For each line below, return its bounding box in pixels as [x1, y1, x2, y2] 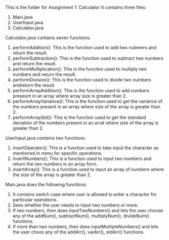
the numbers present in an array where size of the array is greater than [12, 104, 161, 109]
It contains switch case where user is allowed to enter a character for [12, 191, 157, 197]
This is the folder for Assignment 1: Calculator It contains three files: [5, 5, 147, 10]
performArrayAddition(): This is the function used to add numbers [12, 88, 150, 93]
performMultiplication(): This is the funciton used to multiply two [12, 66, 147, 72]
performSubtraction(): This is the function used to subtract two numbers [12, 55, 163, 61]
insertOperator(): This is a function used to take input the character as [12, 145, 159, 151]
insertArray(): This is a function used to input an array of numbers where [12, 167, 164, 172]
